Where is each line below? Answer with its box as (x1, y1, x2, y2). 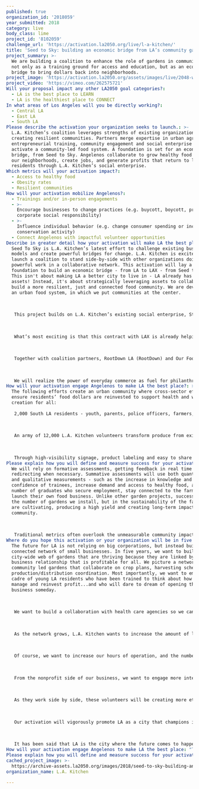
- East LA (11, 113, 36, 119)
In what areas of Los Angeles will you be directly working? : (6, 102, 163, 108)
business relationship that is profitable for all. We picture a (11, 559, 176, 566)
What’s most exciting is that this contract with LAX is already (14, 333, 179, 339)
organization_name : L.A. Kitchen (6, 768, 89, 775)
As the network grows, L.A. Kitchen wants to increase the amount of (14, 631, 190, 637)
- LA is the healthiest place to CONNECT (11, 97, 115, 102)
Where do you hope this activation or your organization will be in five (6, 537, 192, 543)
